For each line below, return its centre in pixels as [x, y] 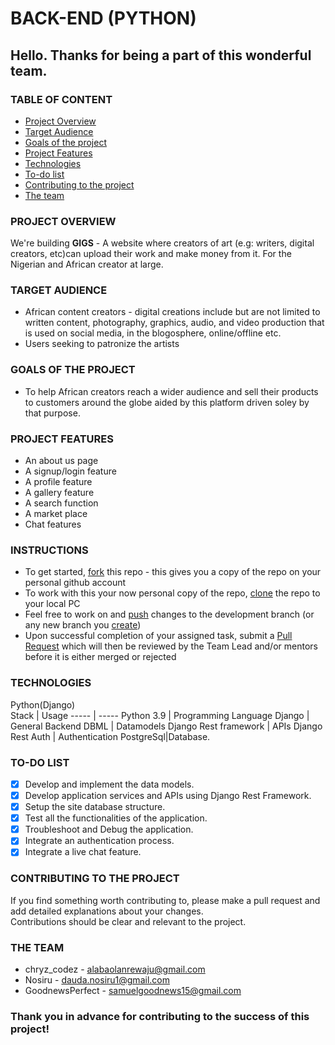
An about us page [61, 461]
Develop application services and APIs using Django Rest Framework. [168, 796]
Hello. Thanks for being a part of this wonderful [161, 55]
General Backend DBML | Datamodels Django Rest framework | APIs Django [166, 726]
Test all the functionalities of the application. [116, 818]
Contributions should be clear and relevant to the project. [128, 921]
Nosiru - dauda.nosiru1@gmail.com [97, 979]
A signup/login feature [70, 471]
